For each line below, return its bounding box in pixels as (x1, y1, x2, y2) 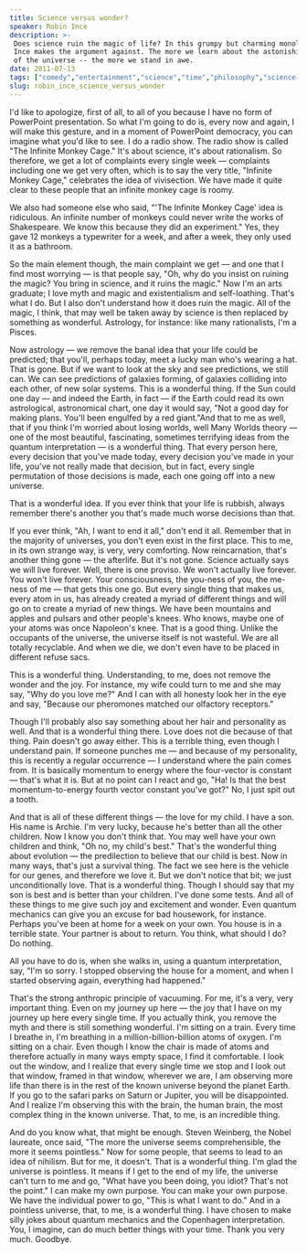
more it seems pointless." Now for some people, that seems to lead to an (9, 1146, 283, 1157)
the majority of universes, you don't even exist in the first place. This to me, (9, 535, 294, 546)
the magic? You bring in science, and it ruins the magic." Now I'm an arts (9, 278, 283, 289)
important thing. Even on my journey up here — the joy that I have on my (9, 1002, 282, 1013)
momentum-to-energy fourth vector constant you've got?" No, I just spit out (9, 783, 295, 795)
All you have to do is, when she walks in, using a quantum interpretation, (9, 955, 282, 966)
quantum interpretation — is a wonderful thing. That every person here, (9, 441, 279, 452)
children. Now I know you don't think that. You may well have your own (9, 831, 276, 842)
